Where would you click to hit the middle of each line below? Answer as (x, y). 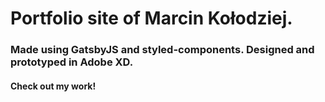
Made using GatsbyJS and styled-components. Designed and (162, 50)
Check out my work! (53, 86)
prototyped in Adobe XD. (72, 62)
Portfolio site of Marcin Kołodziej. (151, 18)
